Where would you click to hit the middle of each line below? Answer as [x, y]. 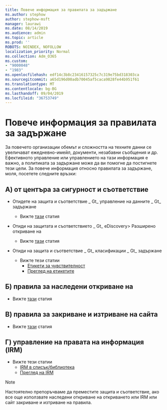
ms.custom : [16, 61]
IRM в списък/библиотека [47, 367]
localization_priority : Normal [38, 51]
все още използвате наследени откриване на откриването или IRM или [81, 397]
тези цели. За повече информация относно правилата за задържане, [79, 168]
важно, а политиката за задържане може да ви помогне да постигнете [81, 163]
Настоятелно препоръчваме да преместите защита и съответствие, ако [82, 392]
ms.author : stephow [25, 14]
